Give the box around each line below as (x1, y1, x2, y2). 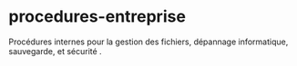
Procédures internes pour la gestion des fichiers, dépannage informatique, (8, 36, 289, 47)
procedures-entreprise (8, 6, 186, 27)
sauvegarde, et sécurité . (8, 45, 102, 56)
